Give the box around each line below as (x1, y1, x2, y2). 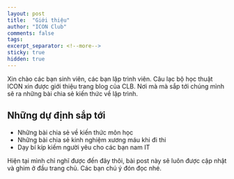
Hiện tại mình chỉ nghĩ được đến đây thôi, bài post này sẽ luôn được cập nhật (7, 156, 227, 164)
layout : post (7, 10, 45, 17)
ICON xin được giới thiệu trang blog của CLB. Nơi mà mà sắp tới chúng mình (7, 81, 225, 91)
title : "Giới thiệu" (7, 17, 70, 24)
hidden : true (7, 56, 45, 63)
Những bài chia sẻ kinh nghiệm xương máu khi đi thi (17, 135, 166, 143)
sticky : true (7, 49, 45, 56)
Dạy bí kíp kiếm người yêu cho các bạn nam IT (17, 143, 150, 151)
